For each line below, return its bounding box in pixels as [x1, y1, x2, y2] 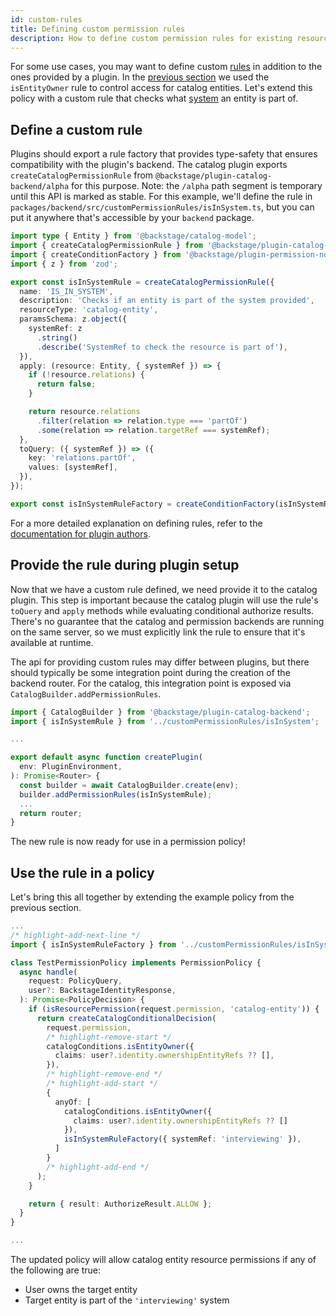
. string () [36, 332, 78, 343]
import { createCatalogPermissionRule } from [10, 241, 203, 251]
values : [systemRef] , [28, 462, 118, 473]
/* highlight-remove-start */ [46, 1032, 172, 1042]
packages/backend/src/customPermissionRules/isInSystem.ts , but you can [10, 201, 315, 213]
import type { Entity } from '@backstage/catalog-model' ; [10, 231, 257, 241]
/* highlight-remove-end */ [46, 1069, 163, 1080]
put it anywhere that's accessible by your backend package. [10, 212, 255, 224]
